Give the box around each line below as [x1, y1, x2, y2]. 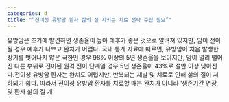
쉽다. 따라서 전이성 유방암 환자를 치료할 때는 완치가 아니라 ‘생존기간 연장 [25, 79, 217, 87]
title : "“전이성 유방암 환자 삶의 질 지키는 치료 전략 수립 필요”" [7, 16, 172, 23]
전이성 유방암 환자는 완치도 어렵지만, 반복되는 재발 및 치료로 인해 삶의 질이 [14, 70, 212, 79]
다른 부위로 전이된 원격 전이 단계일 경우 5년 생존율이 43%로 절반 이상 [14, 62, 200, 70]
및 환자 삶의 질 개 [7, 87, 53, 96]
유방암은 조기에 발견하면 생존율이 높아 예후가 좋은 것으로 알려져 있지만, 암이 [7, 36, 208, 44]
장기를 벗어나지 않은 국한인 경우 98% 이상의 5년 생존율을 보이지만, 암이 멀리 [7, 53, 210, 62]
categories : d [7, 10, 48, 17]
